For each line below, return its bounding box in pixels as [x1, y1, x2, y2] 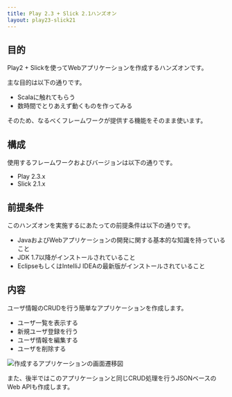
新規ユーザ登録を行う [17, 327, 78, 335]
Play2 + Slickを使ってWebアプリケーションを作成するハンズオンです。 [7, 64, 208, 72]
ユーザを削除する [17, 344, 66, 353]
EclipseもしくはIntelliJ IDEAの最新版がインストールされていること [17, 261, 206, 270]
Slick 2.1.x [17, 179, 46, 188]
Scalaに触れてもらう [17, 93, 75, 101]
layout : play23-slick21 [7, 17, 76, 24]
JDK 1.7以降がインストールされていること [17, 253, 136, 261]
